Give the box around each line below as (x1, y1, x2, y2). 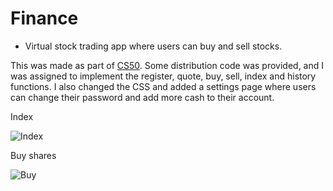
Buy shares (10, 149, 57, 161)
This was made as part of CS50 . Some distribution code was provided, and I (10, 59, 325, 71)
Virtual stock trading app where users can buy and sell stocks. (24, 40, 283, 52)
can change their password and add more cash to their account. (10, 91, 275, 103)
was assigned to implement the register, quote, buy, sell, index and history (10, 70, 317, 82)
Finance (10, 7, 79, 30)
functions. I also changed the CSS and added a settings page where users (10, 80, 317, 92)
